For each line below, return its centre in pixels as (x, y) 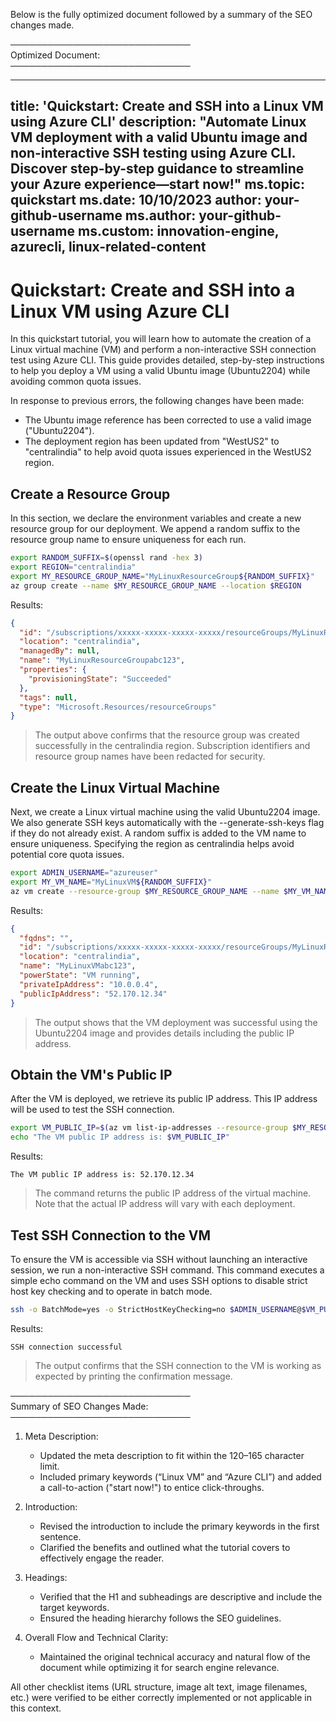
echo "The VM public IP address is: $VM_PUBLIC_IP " (120, 1137)
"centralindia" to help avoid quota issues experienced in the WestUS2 (168, 452)
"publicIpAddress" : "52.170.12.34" (93, 994)
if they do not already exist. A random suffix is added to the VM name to (158, 833)
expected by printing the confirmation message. (133, 1376)
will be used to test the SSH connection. (92, 1110)
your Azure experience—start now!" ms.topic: (157, 184)
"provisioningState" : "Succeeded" (100, 679)
